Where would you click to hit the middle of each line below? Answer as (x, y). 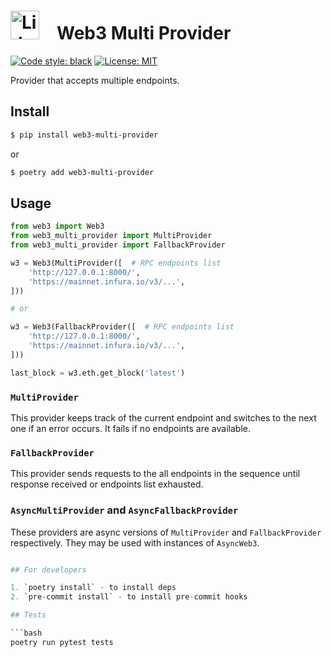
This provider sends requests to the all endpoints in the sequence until (155, 474)
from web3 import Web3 (57, 226)
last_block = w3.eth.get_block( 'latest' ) (98, 373)
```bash (26, 633)
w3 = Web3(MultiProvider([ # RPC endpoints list (116, 263)
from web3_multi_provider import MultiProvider (111, 236)
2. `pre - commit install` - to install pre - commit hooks (129, 597)
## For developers (48, 570)
